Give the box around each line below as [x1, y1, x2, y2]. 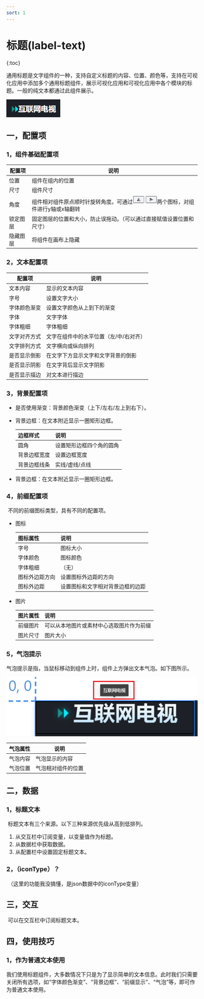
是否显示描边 [8, 371, 41, 378]
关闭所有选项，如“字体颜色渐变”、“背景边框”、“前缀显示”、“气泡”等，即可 [6, 978, 190, 986]
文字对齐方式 [8, 333, 41, 340]
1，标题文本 [6, 805, 41, 813]
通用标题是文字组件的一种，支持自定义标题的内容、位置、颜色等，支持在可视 [6, 72, 198, 79]
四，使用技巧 [6, 936, 55, 946]
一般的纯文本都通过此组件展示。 [16, 87, 97, 94]
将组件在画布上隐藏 [32, 235, 80, 243]
